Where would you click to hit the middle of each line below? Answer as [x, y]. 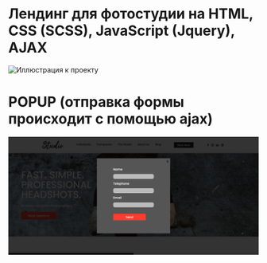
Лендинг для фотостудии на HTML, [131, 14]
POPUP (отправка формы [96, 102]
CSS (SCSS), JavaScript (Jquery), [122, 31]
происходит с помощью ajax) [110, 119]
